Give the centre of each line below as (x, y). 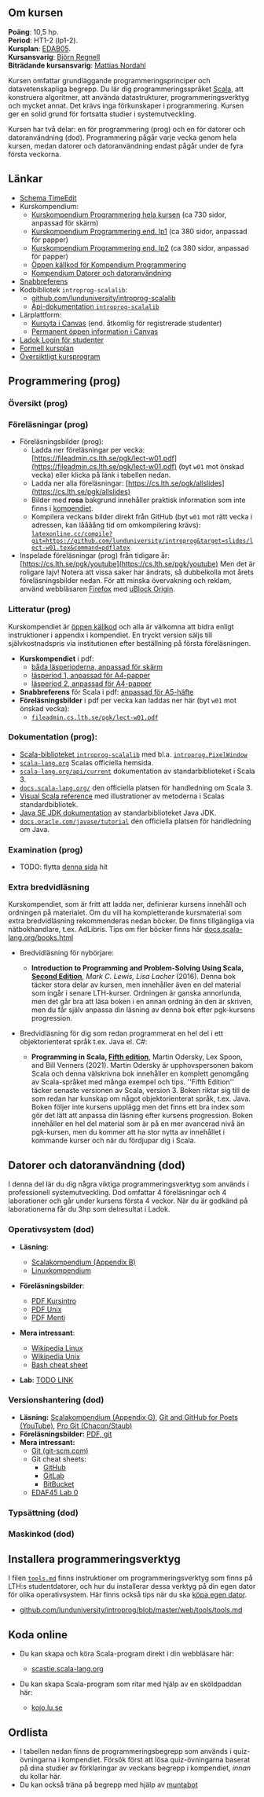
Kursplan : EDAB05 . (39, 48)
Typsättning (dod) (43, 1513)
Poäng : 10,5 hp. (33, 31)
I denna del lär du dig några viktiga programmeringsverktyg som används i (129, 1184)
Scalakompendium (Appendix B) (83, 1262)
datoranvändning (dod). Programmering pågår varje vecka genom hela (123, 138)
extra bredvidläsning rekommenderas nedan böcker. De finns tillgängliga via (131, 921)
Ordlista (28, 1732)
